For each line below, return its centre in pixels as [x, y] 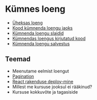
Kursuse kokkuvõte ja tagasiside [45, 92]
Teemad [18, 59]
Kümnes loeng [35, 9]
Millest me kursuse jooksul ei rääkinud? [52, 87]
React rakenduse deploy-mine [43, 81]
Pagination [23, 76]
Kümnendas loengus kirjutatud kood [49, 38]
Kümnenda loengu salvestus [41, 43]
